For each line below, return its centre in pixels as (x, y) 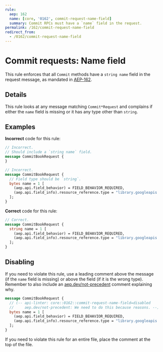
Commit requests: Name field (65, 61)
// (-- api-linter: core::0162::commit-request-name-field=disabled (80, 303)
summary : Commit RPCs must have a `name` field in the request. (76, 23)
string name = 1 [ (28, 229)
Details (16, 95)
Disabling (20, 262)
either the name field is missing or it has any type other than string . (72, 111)
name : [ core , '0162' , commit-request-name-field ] (60, 19)
